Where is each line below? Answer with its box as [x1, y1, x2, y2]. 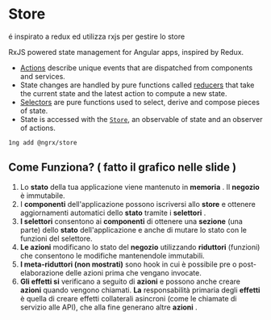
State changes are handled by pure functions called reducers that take [19, 80, 255, 90]
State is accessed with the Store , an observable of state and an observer [19, 114, 263, 124]
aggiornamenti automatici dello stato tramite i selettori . [19, 208, 206, 217]
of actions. [19, 123, 56, 133]
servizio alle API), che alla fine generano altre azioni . [19, 302, 198, 312]
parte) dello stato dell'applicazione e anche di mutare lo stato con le [19, 225, 248, 234]
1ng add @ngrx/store [8, 138, 78, 146]
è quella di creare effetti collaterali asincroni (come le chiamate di [19, 293, 237, 303]
